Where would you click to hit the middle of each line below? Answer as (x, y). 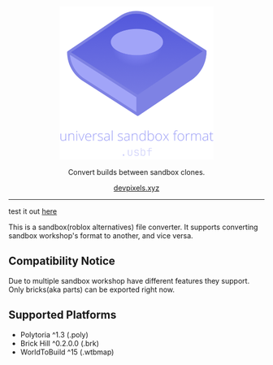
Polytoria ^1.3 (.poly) (54, 334)
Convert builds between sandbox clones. (136, 172)
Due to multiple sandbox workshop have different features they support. (129, 280)
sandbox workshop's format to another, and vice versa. (101, 236)
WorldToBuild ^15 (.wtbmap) (67, 352)
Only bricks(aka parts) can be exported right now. (92, 289)
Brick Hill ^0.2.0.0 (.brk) (60, 343)
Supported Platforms (63, 315)
